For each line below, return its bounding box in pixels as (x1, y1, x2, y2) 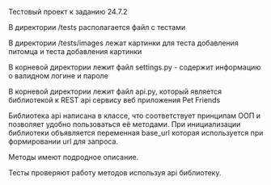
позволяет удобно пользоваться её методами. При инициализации (8, 120, 241, 128)
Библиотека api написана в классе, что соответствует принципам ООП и (8, 111, 261, 120)
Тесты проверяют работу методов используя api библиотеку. (8, 168, 222, 177)
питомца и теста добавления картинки (8, 47, 142, 56)
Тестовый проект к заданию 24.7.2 (8, 7, 128, 16)
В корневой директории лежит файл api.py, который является (8, 86, 222, 96)
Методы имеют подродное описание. (8, 153, 139, 162)
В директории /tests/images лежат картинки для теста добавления (8, 38, 239, 48)
